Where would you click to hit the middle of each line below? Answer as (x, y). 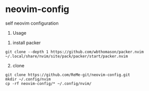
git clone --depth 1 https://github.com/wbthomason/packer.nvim (74, 52)
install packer (27, 42)
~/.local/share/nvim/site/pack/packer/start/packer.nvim (67, 56)
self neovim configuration (32, 23)
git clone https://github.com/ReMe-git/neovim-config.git (68, 75)
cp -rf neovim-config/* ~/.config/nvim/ (49, 83)
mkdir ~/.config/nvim (28, 79)
